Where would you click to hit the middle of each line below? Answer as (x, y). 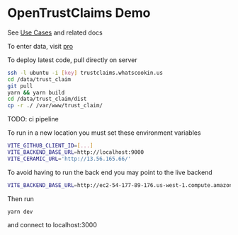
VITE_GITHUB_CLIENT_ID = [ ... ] (50, 146)
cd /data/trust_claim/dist (47, 99)
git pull (20, 86)
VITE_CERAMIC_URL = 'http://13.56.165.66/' (69, 159)
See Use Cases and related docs (55, 32)
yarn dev (20, 212)
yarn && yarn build (36, 92)
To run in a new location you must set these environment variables (104, 133)
